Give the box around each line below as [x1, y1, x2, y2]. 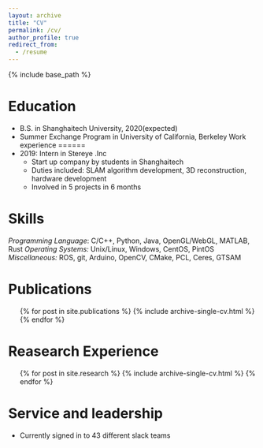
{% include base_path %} [8, 70, 91, 79]
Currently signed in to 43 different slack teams [19, 431, 171, 440]
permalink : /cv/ [8, 26, 61, 34]
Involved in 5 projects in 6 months [31, 182, 142, 192]
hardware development [31, 174, 107, 183]
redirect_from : [8, 41, 58, 49]
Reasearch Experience [8, 342, 159, 360]
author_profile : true [8, 33, 80, 42]
